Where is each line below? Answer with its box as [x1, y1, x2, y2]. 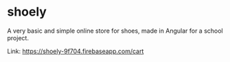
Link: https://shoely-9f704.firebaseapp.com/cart [7, 47, 144, 55]
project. [7, 33, 30, 42]
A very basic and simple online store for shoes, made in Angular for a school [7, 27, 223, 35]
